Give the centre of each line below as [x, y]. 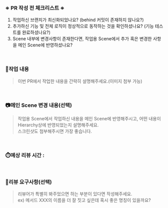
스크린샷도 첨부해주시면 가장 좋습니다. [55, 131]
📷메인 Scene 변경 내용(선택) [39, 105]
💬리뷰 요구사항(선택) [29, 182]
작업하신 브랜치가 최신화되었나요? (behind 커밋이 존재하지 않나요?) [78, 20]
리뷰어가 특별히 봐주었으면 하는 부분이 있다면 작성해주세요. [75, 194]
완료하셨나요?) [36, 32]
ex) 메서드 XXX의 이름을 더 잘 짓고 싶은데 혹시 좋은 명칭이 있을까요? [84, 200]
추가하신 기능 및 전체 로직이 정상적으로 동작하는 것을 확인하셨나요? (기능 [83, 26]
